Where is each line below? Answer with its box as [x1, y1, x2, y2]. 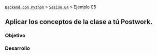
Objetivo [5, 32, 26, 39]
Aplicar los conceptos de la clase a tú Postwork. [5, 18, 153, 26]
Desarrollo [5, 45, 30, 52]
